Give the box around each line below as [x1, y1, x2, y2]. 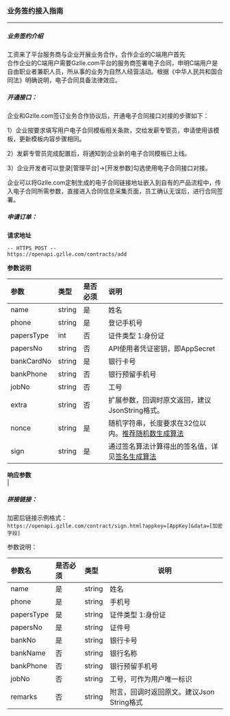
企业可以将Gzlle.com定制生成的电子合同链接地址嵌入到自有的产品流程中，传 [7, 178, 221, 187]
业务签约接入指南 [7, 5, 64, 15]
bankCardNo [10, 357, 52, 366]
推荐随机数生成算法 [122, 429, 184, 438]
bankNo [10, 636, 36, 645]
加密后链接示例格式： [7, 514, 67, 522]
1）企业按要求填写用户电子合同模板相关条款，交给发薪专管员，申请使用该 [7, 126, 214, 134]
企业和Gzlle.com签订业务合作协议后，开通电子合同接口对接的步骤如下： [7, 112, 209, 120]
